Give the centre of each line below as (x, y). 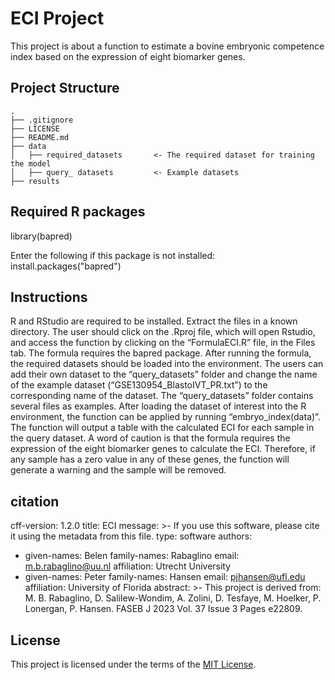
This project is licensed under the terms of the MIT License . (133, 664)
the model (31, 163)
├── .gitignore (42, 120)
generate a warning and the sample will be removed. (118, 470)
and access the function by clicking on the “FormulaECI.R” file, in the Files (163, 343)
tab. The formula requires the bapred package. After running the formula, (161, 353)
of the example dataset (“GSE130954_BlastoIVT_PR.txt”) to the (139, 385)
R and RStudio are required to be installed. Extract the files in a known (154, 321)
